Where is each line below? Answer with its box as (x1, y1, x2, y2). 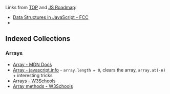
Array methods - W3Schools (12, 83, 73, 89)
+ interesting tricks (12, 72, 53, 78)
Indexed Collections (5, 34, 71, 43)
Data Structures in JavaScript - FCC (12, 14, 89, 20)
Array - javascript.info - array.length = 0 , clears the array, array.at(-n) (12, 66, 166, 73)
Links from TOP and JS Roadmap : (5, 5, 77, 10)
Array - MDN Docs (12, 61, 52, 67)
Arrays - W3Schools (12, 78, 56, 84)
